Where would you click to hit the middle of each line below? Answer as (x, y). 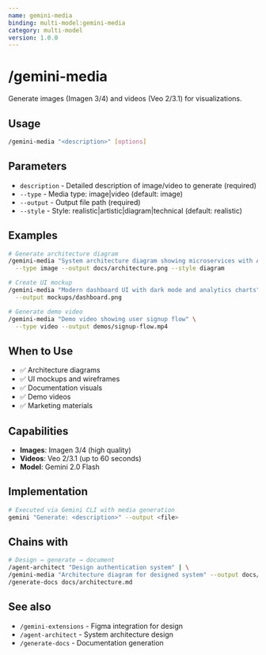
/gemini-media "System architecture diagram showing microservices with (131, 261)
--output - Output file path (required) (80, 202)
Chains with (38, 541)
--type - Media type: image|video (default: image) (101, 194)
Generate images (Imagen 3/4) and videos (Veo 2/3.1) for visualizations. (125, 99)
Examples (33, 235)
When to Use (41, 351)
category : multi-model (46, 30)
